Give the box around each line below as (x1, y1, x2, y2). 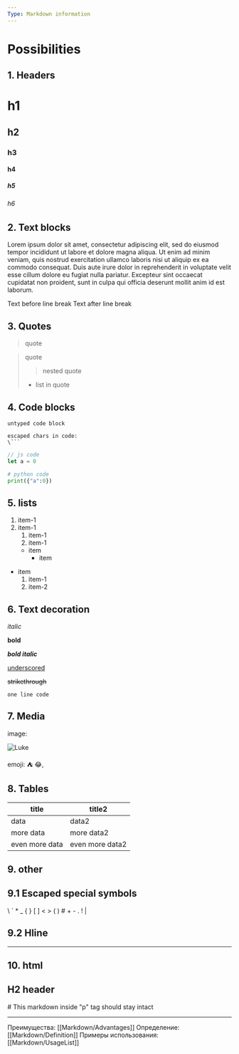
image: (7, 729, 28, 738)
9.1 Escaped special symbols (7, 887, 137, 899)
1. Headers (7, 69, 55, 82)
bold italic (7, 649, 38, 659)
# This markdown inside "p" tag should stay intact (7, 1002, 154, 1011)
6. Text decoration (7, 603, 90, 615)
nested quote (42, 367, 82, 375)
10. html (7, 959, 43, 972)
